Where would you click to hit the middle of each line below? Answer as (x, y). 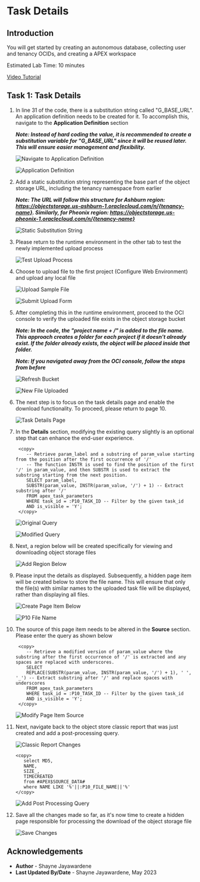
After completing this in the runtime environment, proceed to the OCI (99, 313)
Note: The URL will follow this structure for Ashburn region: (90, 200)
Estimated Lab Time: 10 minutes (46, 65)
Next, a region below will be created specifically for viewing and (94, 546)
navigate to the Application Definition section (72, 122)
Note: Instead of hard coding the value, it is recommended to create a (103, 134)
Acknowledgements (45, 852)
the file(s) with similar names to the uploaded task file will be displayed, (103, 588)
